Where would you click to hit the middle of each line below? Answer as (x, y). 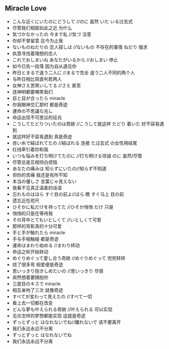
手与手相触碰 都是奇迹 (35, 239)
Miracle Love (26, 8)
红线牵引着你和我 (30, 149)
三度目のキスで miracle (36, 283)
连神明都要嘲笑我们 (33, 92)
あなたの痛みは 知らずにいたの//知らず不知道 (59, 168)
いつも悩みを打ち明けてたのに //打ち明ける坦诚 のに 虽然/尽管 (77, 156)
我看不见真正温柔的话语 (37, 188)
